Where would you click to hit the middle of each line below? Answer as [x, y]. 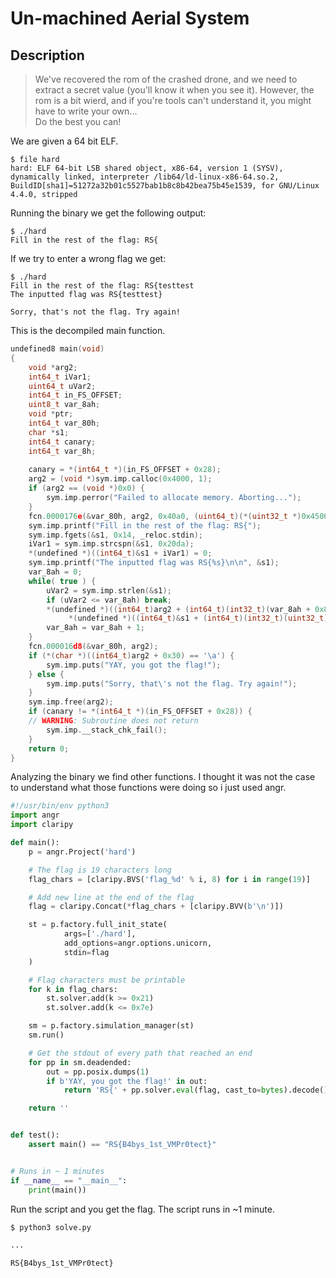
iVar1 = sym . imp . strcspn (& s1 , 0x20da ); [111, 544]
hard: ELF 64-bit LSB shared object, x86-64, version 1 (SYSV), [147, 168]
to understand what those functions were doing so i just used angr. [148, 788]
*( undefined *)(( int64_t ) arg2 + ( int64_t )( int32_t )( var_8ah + [178, 609]
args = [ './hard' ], [100, 934]
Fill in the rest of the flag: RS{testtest [102, 286]
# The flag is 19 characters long [100, 870]
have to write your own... [86, 111]
